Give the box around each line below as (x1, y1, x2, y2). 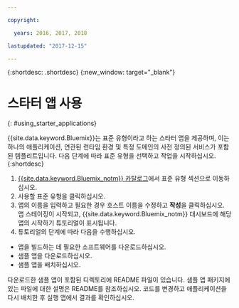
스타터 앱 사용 (7, 95, 83, 111)
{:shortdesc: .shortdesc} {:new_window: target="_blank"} (7, 68, 176, 77)
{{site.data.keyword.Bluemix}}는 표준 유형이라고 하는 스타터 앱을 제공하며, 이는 (7, 134, 230, 142)
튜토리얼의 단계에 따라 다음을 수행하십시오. (17, 228, 137, 236)
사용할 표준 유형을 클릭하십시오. (17, 192, 105, 201)
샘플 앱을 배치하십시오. (17, 260, 81, 269)
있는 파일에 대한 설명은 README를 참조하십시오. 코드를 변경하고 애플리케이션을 (7, 285, 228, 293)
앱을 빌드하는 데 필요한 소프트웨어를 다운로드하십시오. (17, 243, 166, 251)
